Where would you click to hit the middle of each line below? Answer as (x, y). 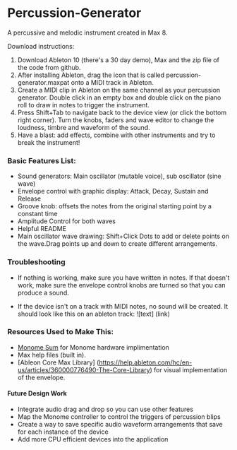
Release (29, 199)
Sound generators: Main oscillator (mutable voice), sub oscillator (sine (120, 176)
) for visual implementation (189, 369)
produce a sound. (43, 292)
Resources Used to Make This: (61, 332)
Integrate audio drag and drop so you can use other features (105, 409)
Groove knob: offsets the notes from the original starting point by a (114, 206)
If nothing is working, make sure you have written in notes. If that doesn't (123, 278)
